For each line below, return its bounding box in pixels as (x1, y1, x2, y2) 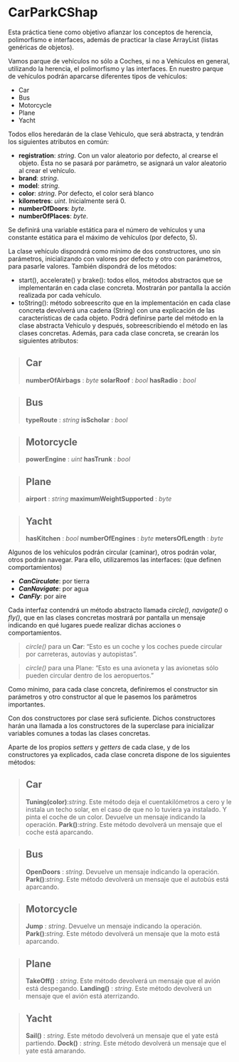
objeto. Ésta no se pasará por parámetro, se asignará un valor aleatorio (18, 158, 227, 167)
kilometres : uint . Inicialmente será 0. (18, 197, 127, 205)
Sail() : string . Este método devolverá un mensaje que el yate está (25, 1031, 219, 1040)
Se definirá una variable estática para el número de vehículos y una (8, 225, 206, 234)
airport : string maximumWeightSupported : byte (25, 494, 172, 503)
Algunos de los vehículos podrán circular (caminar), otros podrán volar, (8, 548, 216, 556)
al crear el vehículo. (18, 166, 77, 175)
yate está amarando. (25, 1046, 86, 1055)
